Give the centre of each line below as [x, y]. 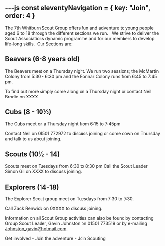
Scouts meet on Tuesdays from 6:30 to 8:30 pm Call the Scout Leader [77, 166]
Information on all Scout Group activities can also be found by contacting [80, 218]
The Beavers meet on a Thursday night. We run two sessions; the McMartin [82, 71]
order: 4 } [20, 16]
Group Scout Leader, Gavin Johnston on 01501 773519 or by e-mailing [76, 223]
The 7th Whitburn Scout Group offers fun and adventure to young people [80, 28]
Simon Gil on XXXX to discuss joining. [43, 172]
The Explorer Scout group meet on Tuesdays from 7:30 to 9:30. [70, 199]
